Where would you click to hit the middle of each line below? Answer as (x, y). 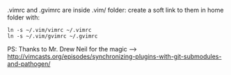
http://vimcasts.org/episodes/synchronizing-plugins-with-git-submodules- (114, 56)
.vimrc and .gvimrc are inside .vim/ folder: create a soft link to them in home (115, 10)
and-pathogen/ (29, 64)
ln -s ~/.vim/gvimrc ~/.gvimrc (53, 36)
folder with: (24, 17)
